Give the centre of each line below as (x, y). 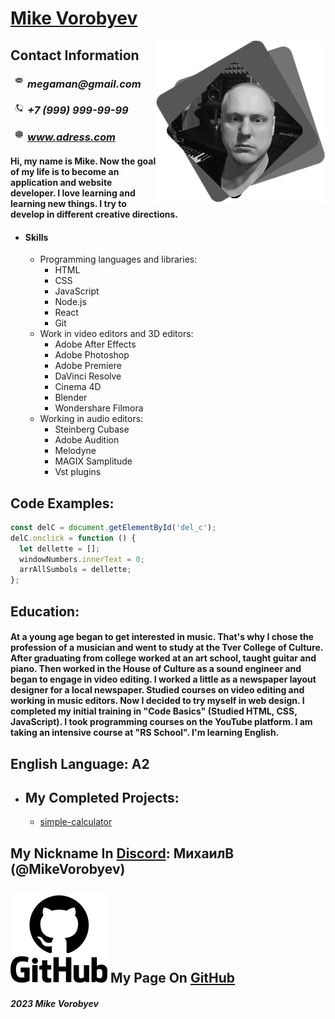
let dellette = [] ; (60, 548)
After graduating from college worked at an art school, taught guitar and (163, 658)
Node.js (70, 302)
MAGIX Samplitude (93, 461)
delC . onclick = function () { (73, 538)
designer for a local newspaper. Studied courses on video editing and (157, 690)
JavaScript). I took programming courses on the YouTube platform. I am (161, 722)
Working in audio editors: (91, 419)
